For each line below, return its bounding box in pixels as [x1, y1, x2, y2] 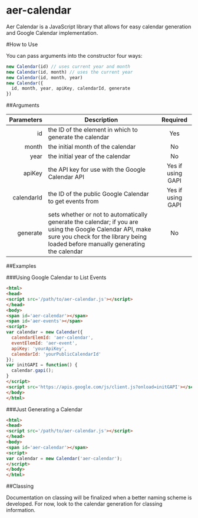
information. [6, 507, 36, 514]
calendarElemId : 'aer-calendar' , [11, 335, 94, 341]
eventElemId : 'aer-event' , [11, 340, 78, 346]
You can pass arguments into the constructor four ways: [6, 52, 143, 59]
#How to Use [6, 41, 38, 48]
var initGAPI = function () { [6, 362, 78, 368]
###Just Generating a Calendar [6, 405, 83, 413]
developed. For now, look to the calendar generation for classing [6, 500, 163, 507]
